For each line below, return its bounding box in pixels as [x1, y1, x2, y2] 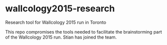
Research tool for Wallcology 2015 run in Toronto [5, 19, 107, 25]
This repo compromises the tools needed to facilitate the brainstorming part [5, 29, 162, 35]
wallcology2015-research [5, 3, 115, 14]
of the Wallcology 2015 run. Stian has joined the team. [5, 34, 117, 40]
